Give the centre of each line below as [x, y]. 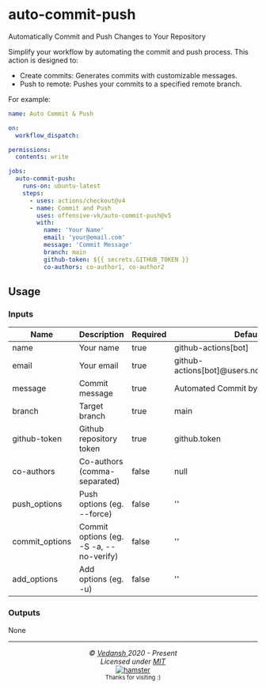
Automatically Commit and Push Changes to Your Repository [107, 36]
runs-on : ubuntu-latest [62, 186]
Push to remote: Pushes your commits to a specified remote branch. [131, 84]
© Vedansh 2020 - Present [133, 653]
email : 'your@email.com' [84, 238]
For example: [30, 99]
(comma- [97, 471]
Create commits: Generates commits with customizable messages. [128, 75]
